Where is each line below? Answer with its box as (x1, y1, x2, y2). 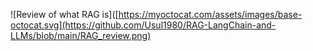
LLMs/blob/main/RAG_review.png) (10, 30, 152, 41)
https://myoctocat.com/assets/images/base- (118, 9, 303, 20)
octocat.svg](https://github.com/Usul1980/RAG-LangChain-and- (10, 19, 277, 31)
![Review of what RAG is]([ (10, 9, 119, 20)
